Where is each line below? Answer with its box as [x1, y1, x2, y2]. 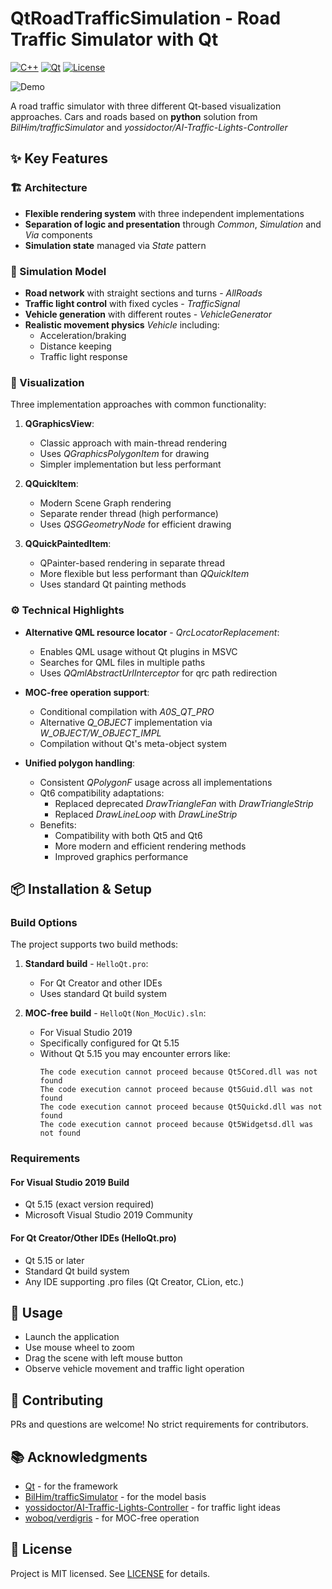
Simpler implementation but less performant [39, 458, 222, 471]
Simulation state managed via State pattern [24, 239, 207, 251]
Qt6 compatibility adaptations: [39, 787, 165, 799]
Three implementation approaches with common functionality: [10, 398, 267, 411]
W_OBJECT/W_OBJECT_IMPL [39, 727, 162, 739]
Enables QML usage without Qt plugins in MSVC [39, 645, 238, 657]
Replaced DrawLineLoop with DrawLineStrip [54, 808, 238, 820]
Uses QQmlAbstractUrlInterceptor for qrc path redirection [39, 667, 278, 679]
